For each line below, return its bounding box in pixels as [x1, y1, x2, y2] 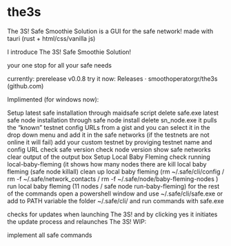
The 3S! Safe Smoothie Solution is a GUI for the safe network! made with [7, 27, 214, 35]
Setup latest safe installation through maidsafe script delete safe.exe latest [7, 108, 219, 117]
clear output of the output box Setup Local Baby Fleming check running [7, 153, 210, 161]
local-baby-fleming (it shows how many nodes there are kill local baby [7, 160, 207, 168]
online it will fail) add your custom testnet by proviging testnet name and [7, 138, 212, 146]
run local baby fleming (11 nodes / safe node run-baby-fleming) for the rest [7, 182, 220, 190]
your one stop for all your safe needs [7, 61, 112, 69]
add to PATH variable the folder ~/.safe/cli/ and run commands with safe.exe [7, 196, 224, 205]
